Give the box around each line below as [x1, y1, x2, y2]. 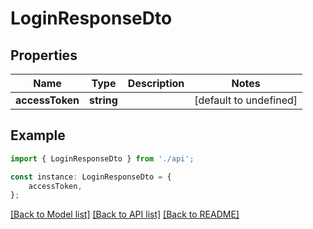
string [89, 93, 118, 107]
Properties [10, 47, 78, 64]
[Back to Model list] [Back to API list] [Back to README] [10, 208, 240, 221]
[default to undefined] [194, 93, 298, 107]
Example [10, 127, 66, 144]
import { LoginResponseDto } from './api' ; [10, 153, 195, 164]
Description [127, 77, 185, 90]
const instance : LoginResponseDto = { [10, 172, 172, 182]
